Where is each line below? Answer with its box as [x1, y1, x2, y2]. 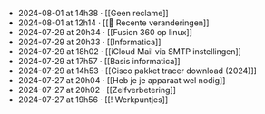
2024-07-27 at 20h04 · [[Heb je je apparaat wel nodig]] [17, 75, 226, 85]
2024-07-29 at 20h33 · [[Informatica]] [17, 36, 162, 47]
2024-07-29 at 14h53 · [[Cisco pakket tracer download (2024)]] [17, 65, 257, 76]
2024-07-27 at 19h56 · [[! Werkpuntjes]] [17, 94, 169, 105]
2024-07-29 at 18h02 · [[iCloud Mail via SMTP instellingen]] [17, 46, 242, 57]
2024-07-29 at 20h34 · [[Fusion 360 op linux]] [17, 27, 193, 37]
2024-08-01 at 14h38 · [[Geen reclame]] [17, 8, 170, 18]
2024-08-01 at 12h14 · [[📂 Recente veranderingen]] [17, 17, 210, 28]
